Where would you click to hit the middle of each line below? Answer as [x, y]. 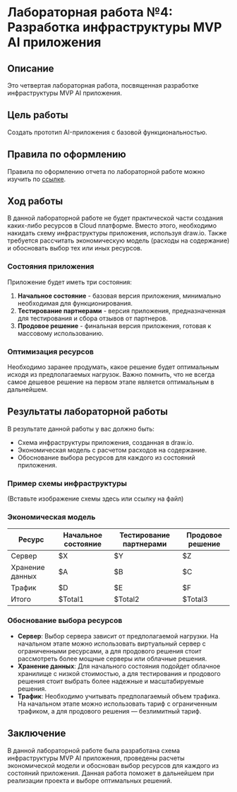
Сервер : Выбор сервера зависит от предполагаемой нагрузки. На [118, 636]
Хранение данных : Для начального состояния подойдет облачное [119, 666]
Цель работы [38, 115]
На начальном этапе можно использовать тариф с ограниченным [117, 704]
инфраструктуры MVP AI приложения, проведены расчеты [96, 758]
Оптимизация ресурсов [50, 351]
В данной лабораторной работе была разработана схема [94, 750]
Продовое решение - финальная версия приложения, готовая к [114, 325]
